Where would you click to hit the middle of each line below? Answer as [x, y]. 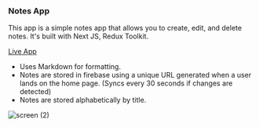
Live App [22, 52]
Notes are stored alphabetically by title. [83, 100]
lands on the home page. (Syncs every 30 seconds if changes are [126, 83]
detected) [35, 92]
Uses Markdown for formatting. [70, 67]
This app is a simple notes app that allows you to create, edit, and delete [125, 28]
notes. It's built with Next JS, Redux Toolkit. [78, 36]
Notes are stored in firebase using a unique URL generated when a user [135, 75]
